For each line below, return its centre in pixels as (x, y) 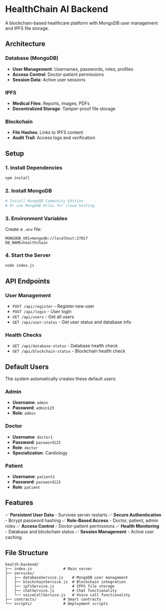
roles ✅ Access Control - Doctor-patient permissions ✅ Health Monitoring (82, 526)
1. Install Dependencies (34, 167)
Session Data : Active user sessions (49, 79)
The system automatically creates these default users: (61, 379)
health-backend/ (22, 564)
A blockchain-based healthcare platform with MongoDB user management (82, 23)
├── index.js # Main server (49, 569)
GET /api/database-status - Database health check (65, 346)
